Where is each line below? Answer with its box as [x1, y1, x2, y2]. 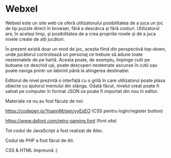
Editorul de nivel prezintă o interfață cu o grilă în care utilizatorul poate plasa [5, 77, 166, 83]
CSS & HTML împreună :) [5, 147, 58, 153]
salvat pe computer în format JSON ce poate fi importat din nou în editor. [5, 88, 159, 94]
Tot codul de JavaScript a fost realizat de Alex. [5, 128, 104, 134]
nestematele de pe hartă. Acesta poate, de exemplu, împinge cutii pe [5, 56, 150, 62]
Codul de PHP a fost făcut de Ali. [5, 137, 75, 143]
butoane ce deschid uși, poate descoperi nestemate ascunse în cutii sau [5, 62, 158, 68]
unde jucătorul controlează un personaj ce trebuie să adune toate [5, 51, 143, 57]
